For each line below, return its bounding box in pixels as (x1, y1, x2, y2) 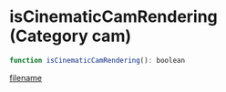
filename (9, 72, 43, 83)
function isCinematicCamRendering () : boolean (9, 56, 185, 65)
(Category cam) (9, 26, 132, 46)
